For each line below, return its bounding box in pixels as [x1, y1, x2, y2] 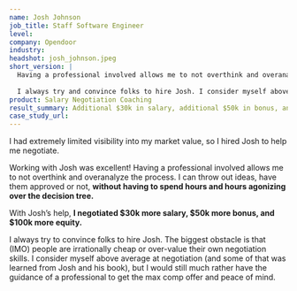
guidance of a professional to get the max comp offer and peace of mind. [9, 272, 276, 283]
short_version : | [9, 63, 73, 72]
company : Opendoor [9, 37, 77, 47]
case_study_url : [9, 111, 69, 120]
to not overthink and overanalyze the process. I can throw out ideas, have [9, 172, 277, 182]
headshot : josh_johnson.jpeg [9, 54, 117, 63]
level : [9, 29, 34, 38]
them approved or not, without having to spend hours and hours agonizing [9, 181, 286, 192]
